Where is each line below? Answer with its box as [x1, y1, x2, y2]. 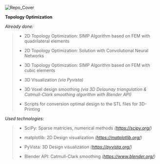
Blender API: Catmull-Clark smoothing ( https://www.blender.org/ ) [24, 154, 156, 159]
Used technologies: [5, 116, 44, 122]
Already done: [5, 23, 34, 29]
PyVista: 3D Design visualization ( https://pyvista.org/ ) [24, 144, 133, 150]
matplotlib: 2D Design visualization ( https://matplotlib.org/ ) [24, 135, 142, 140]
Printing [24, 106, 40, 112]
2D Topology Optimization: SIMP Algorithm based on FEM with [24, 33, 150, 39]
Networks [24, 53, 44, 59]
